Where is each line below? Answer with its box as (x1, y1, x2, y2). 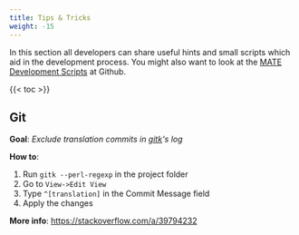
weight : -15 (9, 22, 54, 31)
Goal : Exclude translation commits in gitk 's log (9, 133, 183, 145)
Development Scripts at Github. (9, 65, 127, 77)
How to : (9, 152, 39, 162)
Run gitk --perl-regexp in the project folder (22, 169, 188, 180)
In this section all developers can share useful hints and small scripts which (9, 46, 291, 57)
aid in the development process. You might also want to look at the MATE (9, 56, 283, 67)
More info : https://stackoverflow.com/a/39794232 (9, 215, 198, 227)
